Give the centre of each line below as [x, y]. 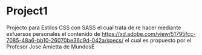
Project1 [27, 11]
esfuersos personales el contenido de [54, 33]
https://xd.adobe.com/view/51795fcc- [149, 33]
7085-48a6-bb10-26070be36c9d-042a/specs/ [65, 40]
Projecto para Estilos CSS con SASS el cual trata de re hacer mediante [94, 27]
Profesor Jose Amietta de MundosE [50, 47]
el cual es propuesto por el [158, 40]
